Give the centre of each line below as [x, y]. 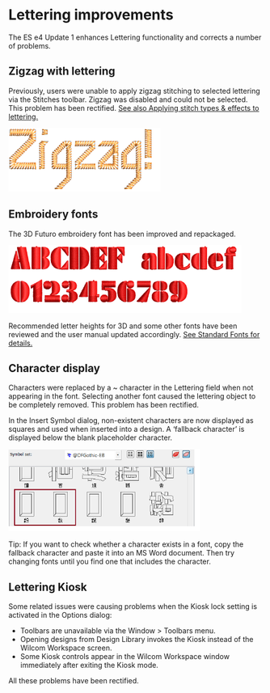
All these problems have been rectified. [74, 681]
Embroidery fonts [53, 215]
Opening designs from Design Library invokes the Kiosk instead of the [137, 640]
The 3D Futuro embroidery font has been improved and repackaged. [122, 234]
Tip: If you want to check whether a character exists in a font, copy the [126, 544]
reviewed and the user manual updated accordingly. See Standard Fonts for [134, 334]
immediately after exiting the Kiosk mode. [89, 666]
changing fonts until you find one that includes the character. [110, 562]
